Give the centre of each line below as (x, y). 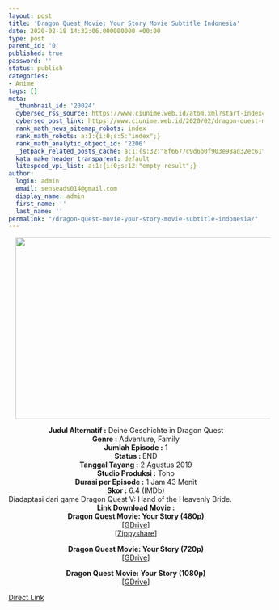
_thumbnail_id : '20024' (55, 106)
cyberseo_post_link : (50, 121)
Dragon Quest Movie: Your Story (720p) (136, 549)
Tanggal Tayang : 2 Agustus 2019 (136, 465)
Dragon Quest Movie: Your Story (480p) (136, 516)
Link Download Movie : (136, 508)
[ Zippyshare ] (136, 533)
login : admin (38, 181)
